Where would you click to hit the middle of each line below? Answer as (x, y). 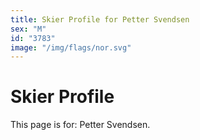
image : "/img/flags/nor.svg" (71, 47)
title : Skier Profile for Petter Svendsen (100, 19)
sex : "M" (28, 29)
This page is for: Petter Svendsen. (80, 125)
